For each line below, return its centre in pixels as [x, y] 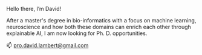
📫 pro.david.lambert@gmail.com [47, 45]
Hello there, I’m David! [34, 9]
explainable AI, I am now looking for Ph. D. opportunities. [77, 33]
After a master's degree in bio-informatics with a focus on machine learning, [101, 20]
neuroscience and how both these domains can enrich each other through [99, 27]
